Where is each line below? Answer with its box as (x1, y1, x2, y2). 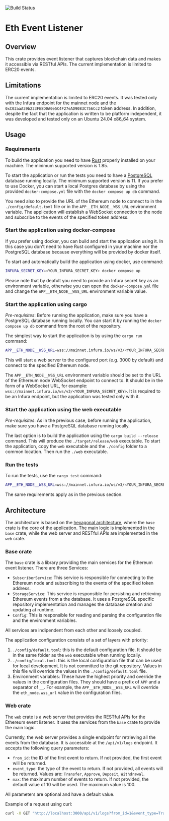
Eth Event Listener (5, 23, 83, 34)
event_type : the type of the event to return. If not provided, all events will (12, 765, 163, 771)
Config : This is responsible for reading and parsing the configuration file (12, 612, 162, 618)
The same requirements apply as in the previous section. (5, 491, 123, 497)
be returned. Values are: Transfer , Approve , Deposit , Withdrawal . (12, 771, 145, 777)
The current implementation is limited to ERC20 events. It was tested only (5, 94, 157, 100)
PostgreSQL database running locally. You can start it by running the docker (5, 318, 162, 324)
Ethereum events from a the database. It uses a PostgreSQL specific (12, 596, 154, 602)
